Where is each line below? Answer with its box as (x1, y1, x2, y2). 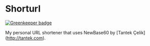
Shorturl (5, 3, 41, 15)
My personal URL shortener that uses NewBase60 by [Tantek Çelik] (5, 29, 145, 35)
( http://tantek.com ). (5, 35, 46, 41)
